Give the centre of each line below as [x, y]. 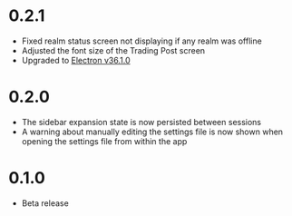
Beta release [45, 203]
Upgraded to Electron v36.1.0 [76, 60]
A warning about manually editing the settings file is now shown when [152, 132]
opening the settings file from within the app [104, 141]
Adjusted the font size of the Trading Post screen [113, 50]
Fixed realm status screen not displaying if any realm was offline [141, 41]
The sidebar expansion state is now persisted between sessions [141, 122]
